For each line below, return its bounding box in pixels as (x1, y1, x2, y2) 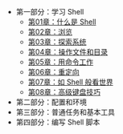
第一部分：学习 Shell (15, 7, 84, 16)
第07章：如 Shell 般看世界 (27, 77, 114, 87)
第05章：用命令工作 (27, 57, 94, 67)
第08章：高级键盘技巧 (27, 87, 101, 96)
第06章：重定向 (27, 67, 80, 76)
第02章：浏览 (27, 27, 72, 36)
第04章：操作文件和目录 (27, 47, 109, 56)
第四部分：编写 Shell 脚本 (15, 117, 100, 127)
